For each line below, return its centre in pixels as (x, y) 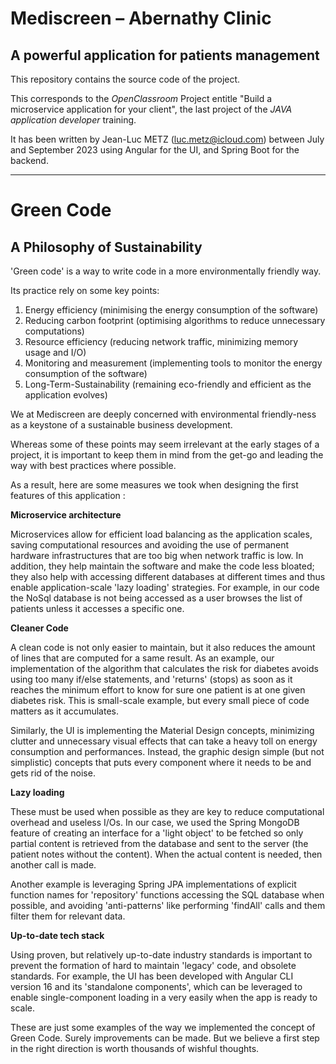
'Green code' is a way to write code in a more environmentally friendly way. (166, 271)
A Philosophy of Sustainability (106, 247)
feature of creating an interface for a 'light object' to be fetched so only (157, 833)
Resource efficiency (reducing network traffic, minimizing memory (161, 341)
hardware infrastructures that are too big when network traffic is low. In (157, 555)
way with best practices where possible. (93, 465)
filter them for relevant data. (68, 916)
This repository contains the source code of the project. (125, 79)
